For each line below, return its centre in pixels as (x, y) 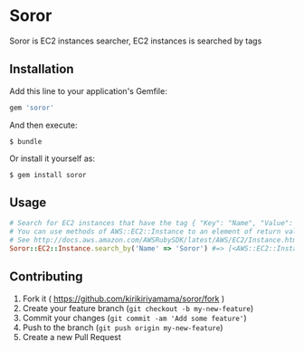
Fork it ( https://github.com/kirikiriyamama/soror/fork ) (123, 299)
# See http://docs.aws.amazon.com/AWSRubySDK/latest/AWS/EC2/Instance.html (155, 241)
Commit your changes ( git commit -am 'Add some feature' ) (134, 318)
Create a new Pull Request (72, 337)
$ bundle (26, 141)
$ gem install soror (48, 175)
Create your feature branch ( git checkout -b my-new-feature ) (138, 308)
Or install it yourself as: (52, 158)
